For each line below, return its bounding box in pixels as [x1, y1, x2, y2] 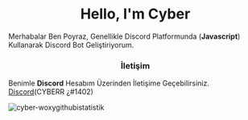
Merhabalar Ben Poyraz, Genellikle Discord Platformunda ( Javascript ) [8, 31, 241, 41]
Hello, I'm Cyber [80, 5, 191, 23]
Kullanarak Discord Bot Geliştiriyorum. [8, 39, 134, 49]
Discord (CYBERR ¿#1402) [8, 87, 94, 97]
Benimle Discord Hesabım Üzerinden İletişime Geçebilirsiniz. [8, 78, 209, 89]
